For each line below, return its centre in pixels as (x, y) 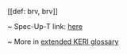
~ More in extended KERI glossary (63, 41)
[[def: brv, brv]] (33, 11)
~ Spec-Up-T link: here (45, 26)
